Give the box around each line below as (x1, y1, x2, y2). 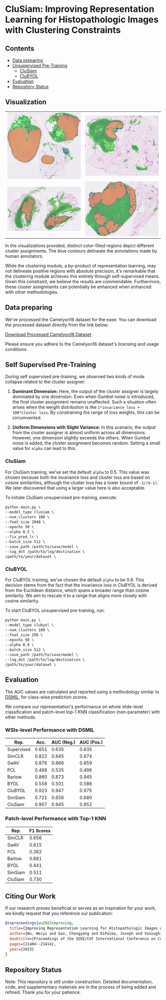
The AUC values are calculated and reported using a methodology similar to (5, 689, 160, 695)
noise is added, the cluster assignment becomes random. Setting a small (12, 440, 161, 446)
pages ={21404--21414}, (9, 942, 56, 947)
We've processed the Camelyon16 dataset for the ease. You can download (5, 316, 157, 322)
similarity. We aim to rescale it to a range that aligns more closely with (5, 593, 147, 599)
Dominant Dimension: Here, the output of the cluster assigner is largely (12, 389, 159, 395)
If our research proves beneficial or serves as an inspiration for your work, (5, 905, 157, 911)
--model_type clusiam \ (5, 509, 54, 514)
